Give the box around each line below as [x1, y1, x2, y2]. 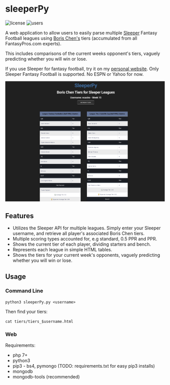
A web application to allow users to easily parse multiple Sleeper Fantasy [5, 29, 158, 36]
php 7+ [12, 352, 28, 359]
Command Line [5, 287, 44, 294]
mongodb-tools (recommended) [12, 374, 80, 380]
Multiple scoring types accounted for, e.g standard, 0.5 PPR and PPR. [12, 236, 157, 242]
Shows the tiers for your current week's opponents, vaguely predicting [12, 252, 160, 258]
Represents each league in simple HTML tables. [12, 247, 112, 253]
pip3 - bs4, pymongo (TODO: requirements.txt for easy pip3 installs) [12, 363, 155, 369]
